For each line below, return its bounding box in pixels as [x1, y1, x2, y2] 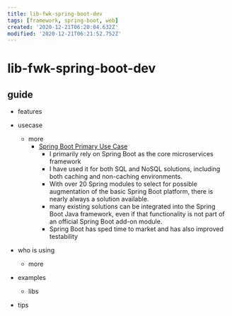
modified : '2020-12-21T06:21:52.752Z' [7, 30, 122, 37]
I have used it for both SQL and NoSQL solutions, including [49, 165, 221, 173]
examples [17, 274, 46, 282]
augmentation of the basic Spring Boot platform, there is [49, 187, 214, 196]
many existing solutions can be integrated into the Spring [49, 202, 216, 211]
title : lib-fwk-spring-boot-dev [7, 10, 103, 18]
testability [49, 233, 79, 241]
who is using [17, 246, 55, 254]
